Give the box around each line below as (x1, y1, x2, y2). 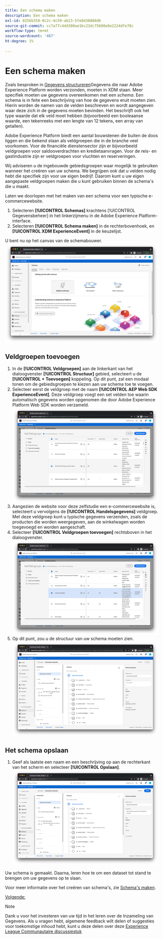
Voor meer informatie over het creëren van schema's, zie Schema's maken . (5, 884, 156, 890)
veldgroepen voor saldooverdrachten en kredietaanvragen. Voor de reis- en (5, 148, 157, 154)
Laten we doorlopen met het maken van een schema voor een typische (5, 193, 148, 198)
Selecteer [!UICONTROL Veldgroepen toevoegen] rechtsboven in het (12, 529, 152, 535)
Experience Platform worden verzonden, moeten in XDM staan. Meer (5, 87, 143, 93)
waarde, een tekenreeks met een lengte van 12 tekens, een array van (5, 117, 144, 124)
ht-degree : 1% (5, 39, 34, 44)
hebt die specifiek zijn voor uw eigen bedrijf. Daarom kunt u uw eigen (5, 173, 145, 179)
